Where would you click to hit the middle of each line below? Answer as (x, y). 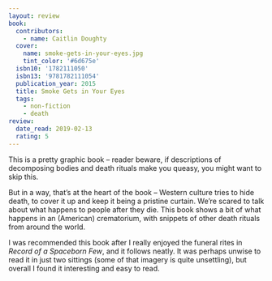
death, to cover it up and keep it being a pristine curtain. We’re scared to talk (136, 201)
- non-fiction (47, 106)
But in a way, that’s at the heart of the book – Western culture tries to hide (131, 192)
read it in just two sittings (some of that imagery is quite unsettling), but (128, 259)
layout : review (34, 16)
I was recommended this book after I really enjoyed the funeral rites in (125, 242)
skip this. (24, 177)
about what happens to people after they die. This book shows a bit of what (135, 209)
